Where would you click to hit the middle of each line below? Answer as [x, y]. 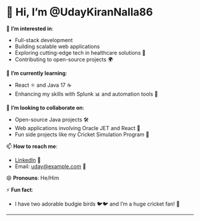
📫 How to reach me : [32, 146]
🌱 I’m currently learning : [37, 73]
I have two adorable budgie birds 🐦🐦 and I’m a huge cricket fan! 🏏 [97, 204]
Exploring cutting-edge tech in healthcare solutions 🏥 [80, 52]
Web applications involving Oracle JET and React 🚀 [78, 128]
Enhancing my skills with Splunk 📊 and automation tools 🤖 [86, 94]
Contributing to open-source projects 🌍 [64, 59]
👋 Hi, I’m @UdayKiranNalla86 [79, 12]
